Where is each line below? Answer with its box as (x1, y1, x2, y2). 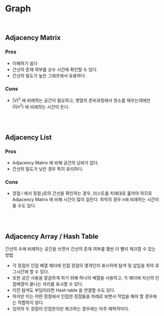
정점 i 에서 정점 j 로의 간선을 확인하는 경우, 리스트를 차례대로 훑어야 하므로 (12, 191, 153, 197)
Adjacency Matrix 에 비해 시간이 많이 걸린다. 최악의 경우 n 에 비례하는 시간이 (12, 197, 159, 202)
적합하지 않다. (17, 300, 44, 306)
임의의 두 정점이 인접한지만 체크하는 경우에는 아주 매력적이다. (12, 306, 130, 312)
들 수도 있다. (12, 203, 36, 209)
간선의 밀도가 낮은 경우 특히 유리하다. (12, 166, 84, 172)
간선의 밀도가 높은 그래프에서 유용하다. (12, 73, 86, 79)
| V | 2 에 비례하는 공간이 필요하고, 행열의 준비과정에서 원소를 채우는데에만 (12, 96, 151, 103)
